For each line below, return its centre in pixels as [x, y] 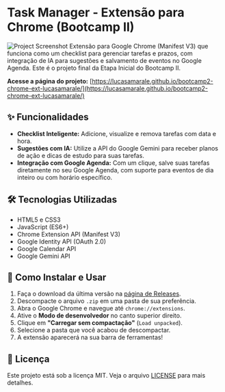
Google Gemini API [43, 256]
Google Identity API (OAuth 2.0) [62, 241]
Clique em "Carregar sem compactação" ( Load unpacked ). [100, 323]
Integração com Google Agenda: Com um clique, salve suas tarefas [113, 163]
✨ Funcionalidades [48, 117]
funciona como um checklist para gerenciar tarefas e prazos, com [100, 53]
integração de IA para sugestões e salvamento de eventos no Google [104, 60]
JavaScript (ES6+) [43, 226]
